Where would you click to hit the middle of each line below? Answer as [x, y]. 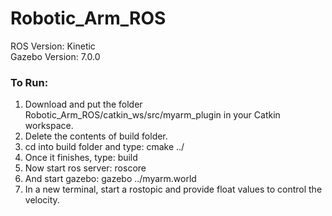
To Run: [29, 82]
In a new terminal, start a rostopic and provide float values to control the [173, 189]
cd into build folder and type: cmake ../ [104, 147]
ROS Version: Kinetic [53, 46]
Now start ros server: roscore [85, 168]
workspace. [49, 126]
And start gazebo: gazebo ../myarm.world [110, 179]
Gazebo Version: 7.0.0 [55, 56]
